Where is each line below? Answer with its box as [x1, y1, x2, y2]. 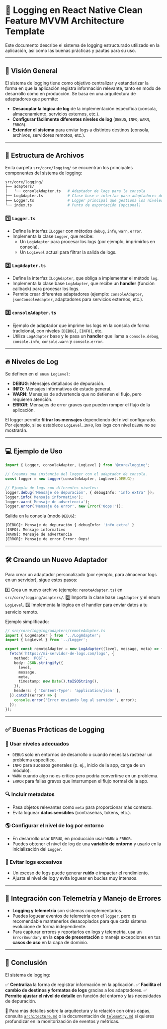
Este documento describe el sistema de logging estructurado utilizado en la [5, 42, 160, 48]
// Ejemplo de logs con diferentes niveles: [5, 485, 99, 490]
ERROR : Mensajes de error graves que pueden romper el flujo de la [12, 401, 150, 407]
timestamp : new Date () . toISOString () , [18, 679, 99, 684]
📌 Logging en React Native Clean [5, 4, 143, 16]
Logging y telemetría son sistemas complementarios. [12, 907, 123, 913]
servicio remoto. [5, 609, 39, 615]
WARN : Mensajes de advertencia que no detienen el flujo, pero [12, 391, 142, 397]
